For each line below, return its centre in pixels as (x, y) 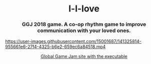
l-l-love (84, 9)
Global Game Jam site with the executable (84, 56)
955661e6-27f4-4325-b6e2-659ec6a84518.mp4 (55, 47)
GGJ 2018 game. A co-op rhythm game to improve (84, 24)
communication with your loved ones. (84, 30)
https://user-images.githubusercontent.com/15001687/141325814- (73, 41)
